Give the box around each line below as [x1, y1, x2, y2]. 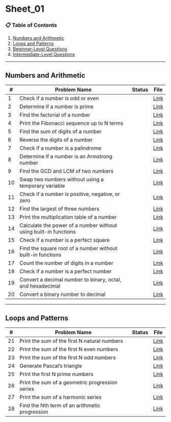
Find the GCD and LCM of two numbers [19, 168, 113, 175]
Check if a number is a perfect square [19, 237, 110, 244]
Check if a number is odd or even [19, 95, 99, 102]
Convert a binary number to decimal [19, 291, 106, 298]
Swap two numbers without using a [19, 176, 104, 183]
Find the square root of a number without [19, 245, 118, 252]
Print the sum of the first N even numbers [19, 346, 119, 353]
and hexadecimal [19, 283, 61, 290]
